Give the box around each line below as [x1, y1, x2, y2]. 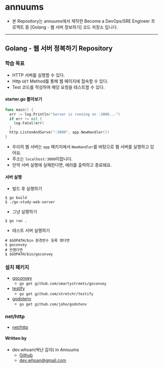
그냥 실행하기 [12, 209, 37, 215]
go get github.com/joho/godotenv [19, 302, 87, 307]
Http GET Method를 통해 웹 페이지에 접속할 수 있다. [12, 78, 109, 84]
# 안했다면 [5, 248, 23, 252]
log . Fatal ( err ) [14, 121, 45, 126]
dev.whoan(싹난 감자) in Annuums [12, 347, 79, 352]
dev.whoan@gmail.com [19, 357, 66, 363]
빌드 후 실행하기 [12, 186, 42, 192]
